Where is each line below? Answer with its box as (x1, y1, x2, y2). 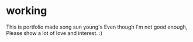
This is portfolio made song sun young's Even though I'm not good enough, (6, 23, 188, 30)
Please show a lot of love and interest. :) (6, 29, 103, 36)
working (6, 4, 47, 17)
